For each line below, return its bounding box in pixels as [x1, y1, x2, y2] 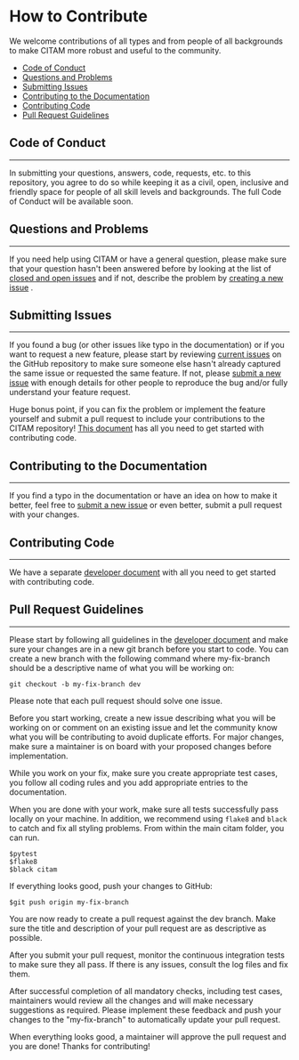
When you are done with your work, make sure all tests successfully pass [9, 804, 279, 814]
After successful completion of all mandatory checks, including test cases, [9, 985, 283, 996]
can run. [9, 832, 40, 843]
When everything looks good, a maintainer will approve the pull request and [9, 1031, 287, 1042]
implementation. [9, 750, 69, 761]
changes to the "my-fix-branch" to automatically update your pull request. [9, 1014, 281, 1024]
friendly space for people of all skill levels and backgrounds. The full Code [9, 186, 282, 197]
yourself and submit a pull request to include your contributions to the [9, 414, 265, 425]
